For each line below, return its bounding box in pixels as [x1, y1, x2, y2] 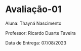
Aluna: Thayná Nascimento [5, 20, 62, 26]
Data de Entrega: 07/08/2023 [5, 39, 67, 46]
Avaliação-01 [5, 4, 62, 15]
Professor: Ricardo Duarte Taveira [5, 30, 76, 36]
